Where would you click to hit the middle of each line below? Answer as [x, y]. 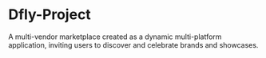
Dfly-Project [50, 15]
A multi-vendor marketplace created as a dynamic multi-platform [115, 37]
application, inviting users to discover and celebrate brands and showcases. [133, 44]
